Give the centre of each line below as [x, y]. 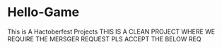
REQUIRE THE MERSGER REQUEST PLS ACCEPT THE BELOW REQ [104, 38]
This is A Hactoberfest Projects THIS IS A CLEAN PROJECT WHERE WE [111, 31]
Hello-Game [43, 12]
